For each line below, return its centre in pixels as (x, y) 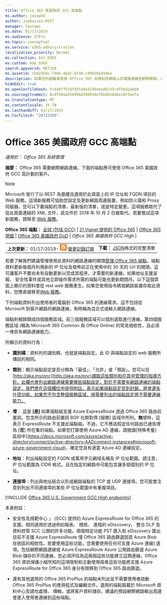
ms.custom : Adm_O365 (27, 63)
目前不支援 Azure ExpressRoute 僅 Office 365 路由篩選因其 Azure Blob (84, 537)
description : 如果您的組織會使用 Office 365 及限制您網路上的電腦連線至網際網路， (83, 79)
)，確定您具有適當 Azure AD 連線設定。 (104, 448)
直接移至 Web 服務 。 (43, 292)
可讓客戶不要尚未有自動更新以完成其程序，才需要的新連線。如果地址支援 (79, 273)
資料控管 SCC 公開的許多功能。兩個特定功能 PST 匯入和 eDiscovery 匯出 (86, 531)
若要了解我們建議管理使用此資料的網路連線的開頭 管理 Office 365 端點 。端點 (83, 261)
